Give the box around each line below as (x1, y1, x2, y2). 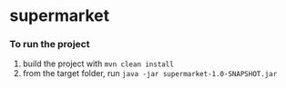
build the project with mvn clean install (22, 58, 175, 69)
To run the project (9, 38, 90, 51)
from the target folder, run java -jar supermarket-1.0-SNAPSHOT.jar (22, 68, 278, 79)
